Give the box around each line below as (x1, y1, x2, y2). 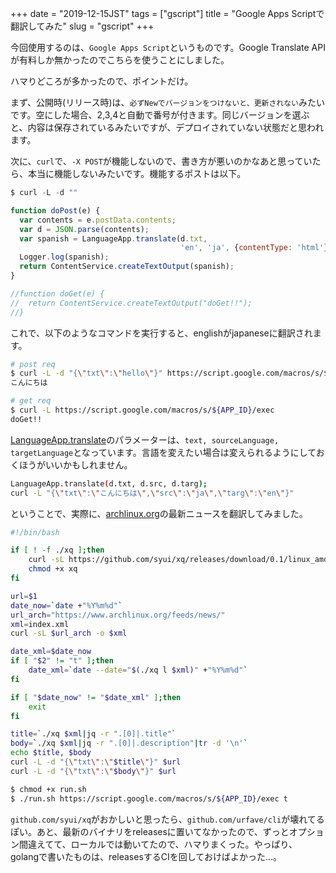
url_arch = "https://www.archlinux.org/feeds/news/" (10, 610, 226, 620)
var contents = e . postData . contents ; (19, 215, 177, 225)
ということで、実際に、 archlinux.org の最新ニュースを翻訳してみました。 (10, 507, 308, 519)
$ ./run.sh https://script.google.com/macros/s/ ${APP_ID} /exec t (10, 793, 288, 804)
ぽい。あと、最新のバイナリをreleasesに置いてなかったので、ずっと (10, 825, 290, 837)
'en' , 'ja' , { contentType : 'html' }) (180, 243, 333, 253)
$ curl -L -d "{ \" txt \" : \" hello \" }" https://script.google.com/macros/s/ (10, 368, 325, 379)
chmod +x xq (28, 564, 78, 574)
